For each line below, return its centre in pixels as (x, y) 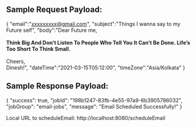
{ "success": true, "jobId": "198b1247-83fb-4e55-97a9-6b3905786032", (94, 100)
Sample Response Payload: (57, 86)
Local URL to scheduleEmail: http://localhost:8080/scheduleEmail (86, 118)
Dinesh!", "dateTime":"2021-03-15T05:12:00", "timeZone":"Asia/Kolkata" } (96, 68)
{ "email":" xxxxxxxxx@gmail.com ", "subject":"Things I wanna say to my (93, 24)
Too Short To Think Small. (38, 49)
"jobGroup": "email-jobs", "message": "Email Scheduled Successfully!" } (94, 106)
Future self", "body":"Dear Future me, (52, 30)
